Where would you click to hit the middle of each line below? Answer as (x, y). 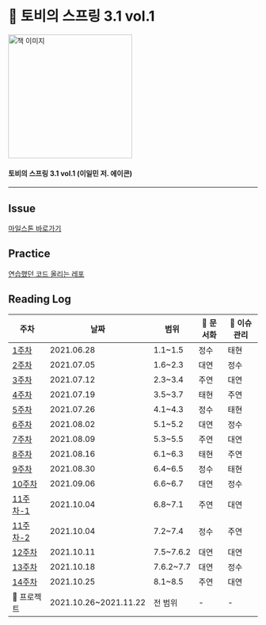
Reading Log (40, 299)
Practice (29, 254)
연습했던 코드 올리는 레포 (46, 273)
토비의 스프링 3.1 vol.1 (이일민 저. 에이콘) (70, 173)
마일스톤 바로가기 (35, 228)
